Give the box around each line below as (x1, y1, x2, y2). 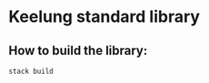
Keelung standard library (8, 6, 201, 27)
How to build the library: (8, 43, 148, 58)
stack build (8, 67, 54, 76)
